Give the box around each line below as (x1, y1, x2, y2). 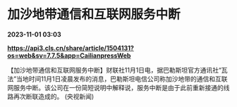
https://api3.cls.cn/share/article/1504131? (7, 44, 134, 52)
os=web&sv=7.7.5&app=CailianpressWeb (7, 51, 131, 60)
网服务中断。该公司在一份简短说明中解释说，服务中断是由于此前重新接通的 (7, 83, 224, 92)
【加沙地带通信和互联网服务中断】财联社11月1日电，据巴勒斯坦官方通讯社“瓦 (7, 65, 228, 74)
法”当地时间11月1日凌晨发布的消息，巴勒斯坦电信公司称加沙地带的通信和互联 (7, 75, 228, 83)
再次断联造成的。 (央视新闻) (13, 92, 95, 101)
